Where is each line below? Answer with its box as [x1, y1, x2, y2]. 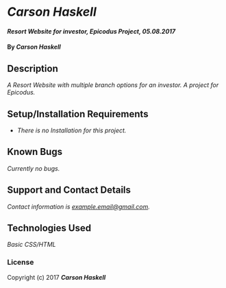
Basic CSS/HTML [7, 241, 56, 249]
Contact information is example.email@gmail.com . [7, 202, 151, 211]
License [7, 258, 34, 267]
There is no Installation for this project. [16, 126, 127, 134]
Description [7, 62, 58, 74]
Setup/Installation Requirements [7, 108, 149, 120]
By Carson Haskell [7, 43, 62, 51]
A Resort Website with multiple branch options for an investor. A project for [7, 81, 219, 89]
